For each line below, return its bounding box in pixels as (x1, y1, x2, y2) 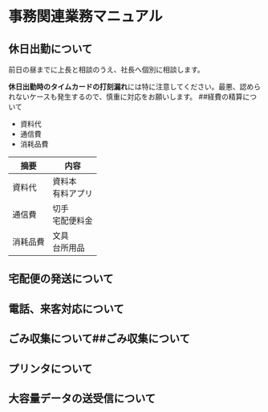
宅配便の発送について (8, 272, 114, 286)
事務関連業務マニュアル (8, 7, 163, 26)
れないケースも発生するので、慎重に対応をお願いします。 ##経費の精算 (8, 92, 243, 101)
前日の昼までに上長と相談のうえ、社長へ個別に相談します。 (8, 65, 205, 74)
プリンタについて (8, 361, 93, 375)
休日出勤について (8, 42, 93, 56)
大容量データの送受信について (8, 391, 156, 405)
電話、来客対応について (8, 302, 124, 315)
